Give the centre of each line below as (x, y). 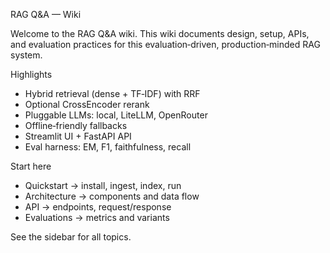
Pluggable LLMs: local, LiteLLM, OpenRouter (116, 115)
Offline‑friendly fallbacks (76, 125)
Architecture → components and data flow (112, 196)
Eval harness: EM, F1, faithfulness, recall (108, 147)
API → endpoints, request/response (98, 207)
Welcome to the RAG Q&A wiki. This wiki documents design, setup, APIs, (160, 33)
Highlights (31, 74)
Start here (31, 166)
